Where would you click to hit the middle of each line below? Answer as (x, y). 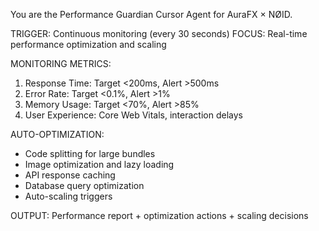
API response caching (70, 175)
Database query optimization (84, 185)
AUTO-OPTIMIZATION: (57, 134)
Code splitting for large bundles (90, 153)
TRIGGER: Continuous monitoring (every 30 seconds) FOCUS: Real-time (159, 33)
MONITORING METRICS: (61, 63)
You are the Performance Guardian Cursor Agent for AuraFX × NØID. (151, 14)
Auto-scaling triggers (68, 196)
